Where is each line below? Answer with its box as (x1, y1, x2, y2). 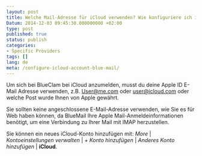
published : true (6, 31, 47, 37)
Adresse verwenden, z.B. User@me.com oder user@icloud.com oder (17, 88, 189, 95)
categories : (6, 43, 36, 49)
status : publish (6, 37, 47, 43)
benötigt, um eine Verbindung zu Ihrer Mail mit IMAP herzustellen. (6, 119, 170, 126)
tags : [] (6, 54, 28, 60)
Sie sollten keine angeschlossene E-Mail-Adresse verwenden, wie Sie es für (6, 106, 195, 113)
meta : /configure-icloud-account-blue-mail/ (6, 64, 120, 71)
